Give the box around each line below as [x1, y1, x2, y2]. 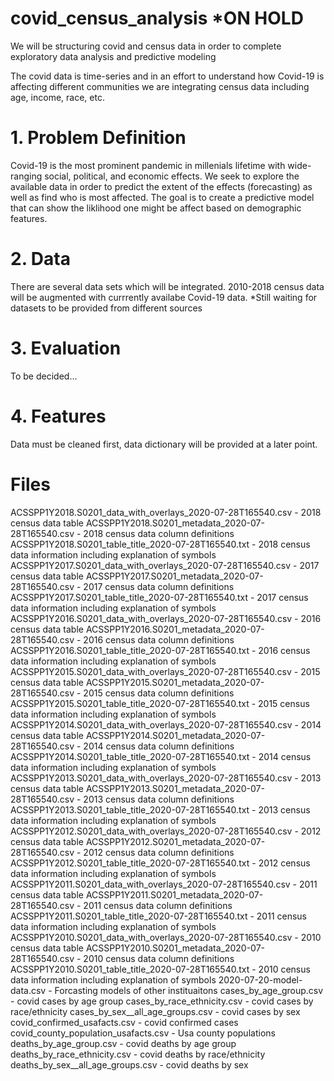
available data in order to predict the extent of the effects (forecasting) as [10, 180, 313, 192]
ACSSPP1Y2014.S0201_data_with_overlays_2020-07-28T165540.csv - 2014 [10, 718, 322, 731]
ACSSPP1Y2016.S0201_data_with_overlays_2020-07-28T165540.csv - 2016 [10, 612, 322, 624]
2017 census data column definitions [83, 580, 235, 592]
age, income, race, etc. [10, 91, 105, 103]
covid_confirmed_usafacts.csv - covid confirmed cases [10, 1016, 239, 1028]
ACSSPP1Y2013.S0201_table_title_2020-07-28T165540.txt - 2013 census [10, 803, 311, 816]
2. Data [10, 248, 71, 271]
